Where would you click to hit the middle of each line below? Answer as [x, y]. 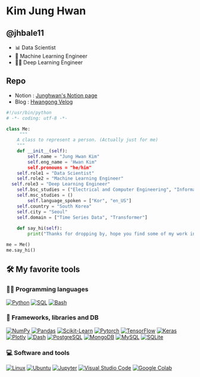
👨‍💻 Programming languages [47, 290]
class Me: [18, 129]
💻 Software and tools [38, 353]
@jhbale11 [25, 33]
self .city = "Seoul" [42, 212]
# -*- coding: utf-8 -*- [37, 118]
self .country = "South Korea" [54, 206]
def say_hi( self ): [40, 228]
